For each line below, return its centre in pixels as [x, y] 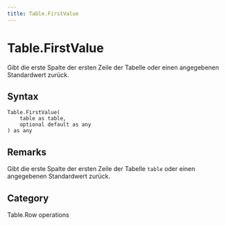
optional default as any [55, 125]
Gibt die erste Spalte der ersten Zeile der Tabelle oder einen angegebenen [113, 67]
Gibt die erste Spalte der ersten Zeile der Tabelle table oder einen [101, 169]
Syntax [23, 96]
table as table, [43, 119]
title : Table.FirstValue [43, 14]
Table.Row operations [38, 215]
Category [28, 198]
